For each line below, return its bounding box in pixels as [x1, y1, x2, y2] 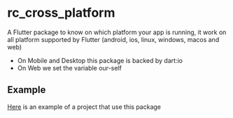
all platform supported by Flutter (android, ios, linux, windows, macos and [7, 35, 220, 43]
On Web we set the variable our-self [17, 64, 122, 72]
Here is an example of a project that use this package [7, 103, 162, 111]
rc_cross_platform [7, 5, 115, 21]
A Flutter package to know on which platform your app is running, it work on [7, 28, 227, 36]
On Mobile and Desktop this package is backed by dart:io [17, 56, 183, 64]
